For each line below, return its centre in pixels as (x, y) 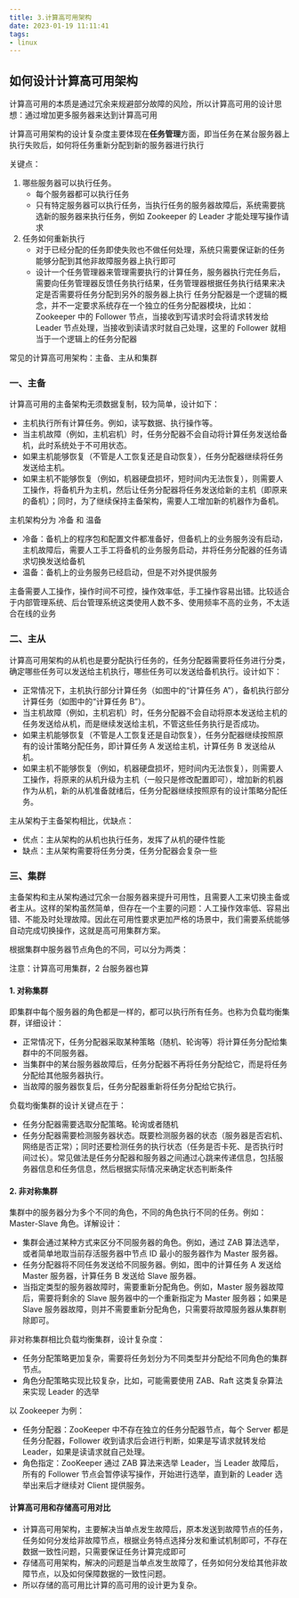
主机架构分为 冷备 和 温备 (56, 520)
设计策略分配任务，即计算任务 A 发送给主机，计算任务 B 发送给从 (157, 746)
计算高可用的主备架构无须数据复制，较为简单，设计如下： (114, 404)
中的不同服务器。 (61, 1053)
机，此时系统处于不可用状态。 (77, 446)
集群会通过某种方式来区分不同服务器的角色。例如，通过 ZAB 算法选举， (153, 1242)
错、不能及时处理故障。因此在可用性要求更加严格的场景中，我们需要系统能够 (149, 919)
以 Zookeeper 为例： (47, 1411)
